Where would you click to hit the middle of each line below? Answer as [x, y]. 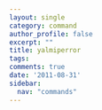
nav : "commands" [47, 91]
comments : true [37, 67]
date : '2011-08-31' [45, 75]
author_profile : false [51, 34]
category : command [43, 26]
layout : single [37, 17]
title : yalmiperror [45, 51]
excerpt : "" [31, 42]
